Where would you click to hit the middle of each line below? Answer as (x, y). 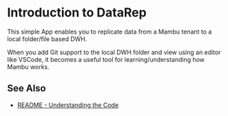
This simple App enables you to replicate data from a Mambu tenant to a (110, 32)
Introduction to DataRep (77, 13)
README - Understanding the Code (68, 105)
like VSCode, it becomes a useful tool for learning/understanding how (106, 59)
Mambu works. (28, 67)
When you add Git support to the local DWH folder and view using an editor (114, 52)
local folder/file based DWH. (47, 38)
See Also (27, 88)
